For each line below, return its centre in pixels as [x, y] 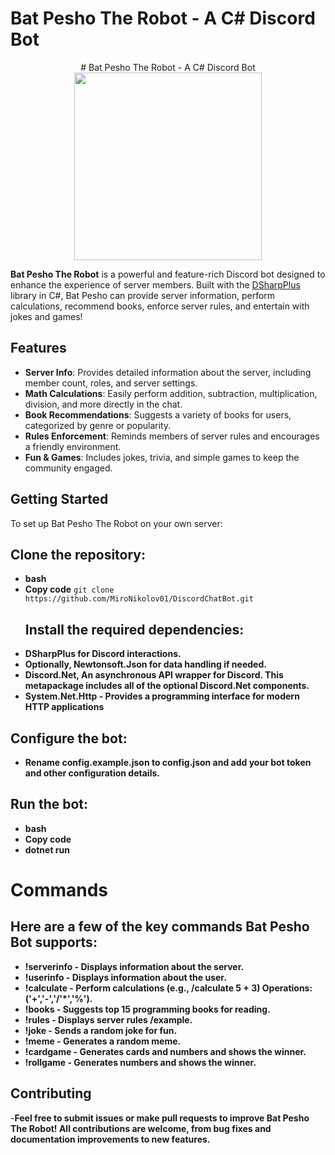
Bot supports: [54, 942]
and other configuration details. [92, 773]
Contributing [51, 1093]
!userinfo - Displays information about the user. [125, 977]
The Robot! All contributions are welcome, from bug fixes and [141, 1128]
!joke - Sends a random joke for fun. [101, 1030]
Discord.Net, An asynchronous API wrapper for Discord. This [154, 675]
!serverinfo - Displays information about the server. [134, 966]
